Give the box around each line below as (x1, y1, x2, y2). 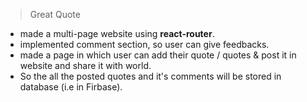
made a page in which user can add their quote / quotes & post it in (19, 49, 297, 61)
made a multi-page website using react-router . (19, 28, 215, 39)
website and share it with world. (19, 60, 152, 71)
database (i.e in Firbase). (19, 81, 123, 93)
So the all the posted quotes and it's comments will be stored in (19, 70, 282, 82)
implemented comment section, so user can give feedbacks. (19, 39, 270, 50)
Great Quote (29, 9, 81, 20)
